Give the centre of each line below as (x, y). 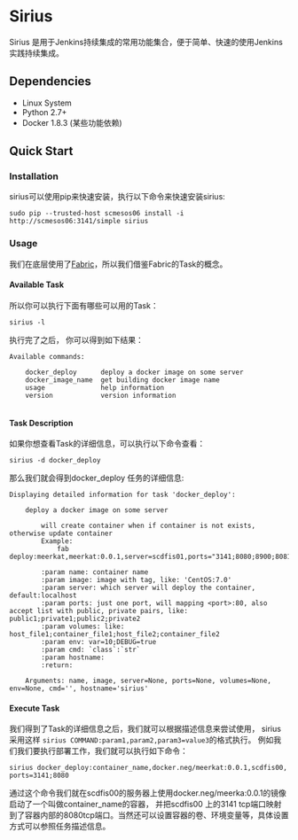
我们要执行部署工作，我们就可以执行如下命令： (102, 751)
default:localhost (43, 595)
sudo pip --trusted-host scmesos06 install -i (97, 214)
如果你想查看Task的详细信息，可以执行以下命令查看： (107, 444)
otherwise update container (61, 533)
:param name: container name (95, 572)
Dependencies (50, 82)
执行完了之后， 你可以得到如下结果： (76, 339)
